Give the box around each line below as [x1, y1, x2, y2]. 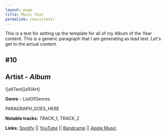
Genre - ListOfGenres [5, 96, 50, 102]
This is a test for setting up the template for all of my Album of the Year [5, 31, 152, 37]
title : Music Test [5, 12, 44, 17]
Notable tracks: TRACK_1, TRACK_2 [5, 115, 79, 121]
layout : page [5, 7, 33, 13]
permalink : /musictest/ [5, 17, 55, 22]
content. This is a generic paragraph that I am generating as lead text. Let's [5, 36, 161, 42]
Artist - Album [5, 73, 51, 81]
